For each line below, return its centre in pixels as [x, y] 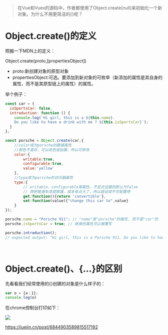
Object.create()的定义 [51, 36]
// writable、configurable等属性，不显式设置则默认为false [81, 187]
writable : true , [39, 159]
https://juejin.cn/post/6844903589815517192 [52, 327]
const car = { [20, 104]
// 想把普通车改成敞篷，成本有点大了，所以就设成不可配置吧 [77, 192]
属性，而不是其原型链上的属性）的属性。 [54, 83]
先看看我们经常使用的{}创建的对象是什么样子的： [55, 284]
